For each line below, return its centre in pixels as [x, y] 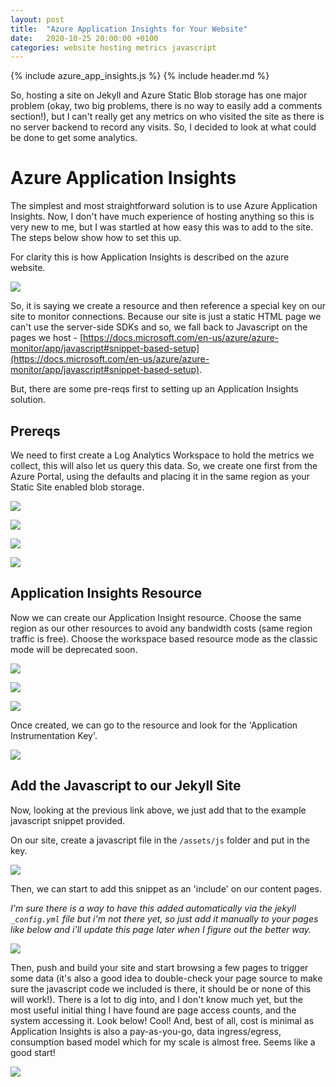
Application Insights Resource [106, 593]
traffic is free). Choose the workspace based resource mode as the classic [164, 638]
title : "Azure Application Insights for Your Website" [129, 29]
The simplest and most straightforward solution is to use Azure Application [164, 206]
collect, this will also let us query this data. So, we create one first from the [164, 465]
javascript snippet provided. [68, 820]
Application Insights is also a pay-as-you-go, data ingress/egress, [146, 1031]
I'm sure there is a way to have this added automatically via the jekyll [153, 908]
